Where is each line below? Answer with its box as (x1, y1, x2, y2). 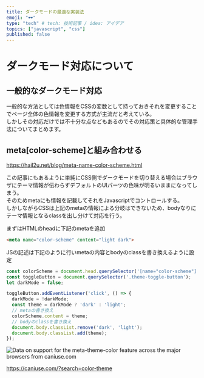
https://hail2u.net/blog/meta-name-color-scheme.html (6, 161, 143, 169)
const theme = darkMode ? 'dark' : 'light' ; (12, 302, 126, 308)
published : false (6, 32, 50, 38)
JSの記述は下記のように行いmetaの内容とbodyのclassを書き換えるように (6, 248, 189, 255)
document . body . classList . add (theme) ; (12, 330, 107, 336)
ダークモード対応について (6, 59, 134, 73)
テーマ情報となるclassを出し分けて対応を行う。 (6, 212, 126, 219)
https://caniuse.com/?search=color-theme (6, 365, 112, 372)
